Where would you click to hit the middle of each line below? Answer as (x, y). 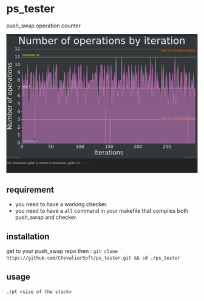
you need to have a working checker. (61, 204)
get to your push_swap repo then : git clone (62, 251)
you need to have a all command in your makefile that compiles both (102, 211)
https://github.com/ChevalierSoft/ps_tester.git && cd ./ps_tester (93, 258)
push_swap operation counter (43, 26)
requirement (30, 190)
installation (28, 236)
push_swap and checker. (46, 217)
